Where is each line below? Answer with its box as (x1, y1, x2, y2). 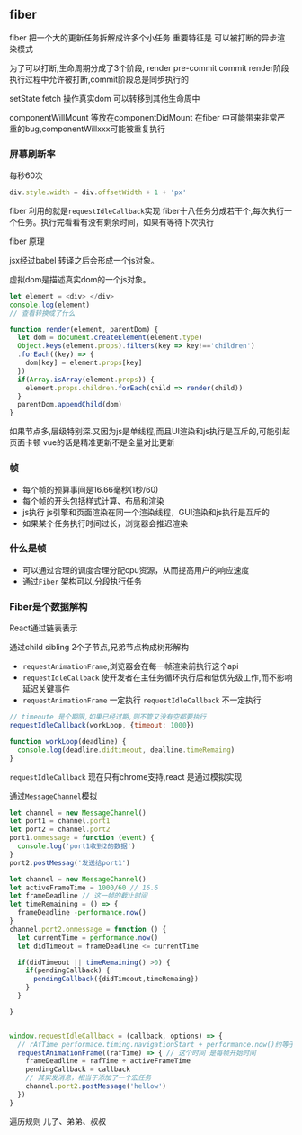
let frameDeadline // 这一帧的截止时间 (9, 891, 148, 900)
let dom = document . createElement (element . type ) (17, 333, 203, 343)
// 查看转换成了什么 (9, 308, 75, 317)
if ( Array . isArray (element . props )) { (17, 375, 155, 384)
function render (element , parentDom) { (9, 325, 159, 334)
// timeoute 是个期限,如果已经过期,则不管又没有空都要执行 (9, 712, 207, 722)
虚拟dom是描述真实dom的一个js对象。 (9, 273, 151, 284)
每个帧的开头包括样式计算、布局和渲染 (22, 495, 164, 506)
